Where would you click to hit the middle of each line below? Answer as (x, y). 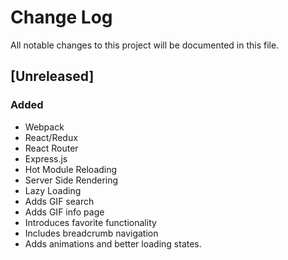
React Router (51, 148)
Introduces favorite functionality (90, 222)
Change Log (61, 17)
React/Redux (51, 137)
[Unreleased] (52, 76)
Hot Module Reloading (71, 169)
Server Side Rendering (71, 180)
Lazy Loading (53, 190)
